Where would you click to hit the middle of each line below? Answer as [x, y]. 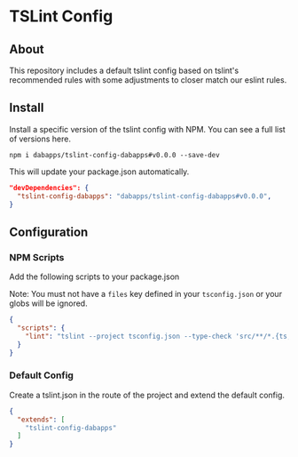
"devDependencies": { [49, 188]
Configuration [49, 232]
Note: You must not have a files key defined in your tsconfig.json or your [145, 294]
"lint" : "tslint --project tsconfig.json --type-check [129, 336]
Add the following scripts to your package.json [94, 277]
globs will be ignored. [48, 303]
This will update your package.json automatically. [99, 172]
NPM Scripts [37, 257]
